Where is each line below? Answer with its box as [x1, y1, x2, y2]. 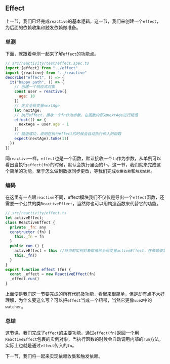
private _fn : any [10, 224, 47, 230]
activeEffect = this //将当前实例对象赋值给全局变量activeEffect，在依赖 [14, 248, 159, 253]
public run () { [10, 244, 44, 249]
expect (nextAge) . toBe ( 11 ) [14, 136, 69, 141]
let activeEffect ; [5, 215, 44, 220]
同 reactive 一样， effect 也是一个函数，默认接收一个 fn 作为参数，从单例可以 [5, 155, 161, 161]
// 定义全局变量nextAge [14, 103, 60, 108]
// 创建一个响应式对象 [14, 84, 56, 89]
